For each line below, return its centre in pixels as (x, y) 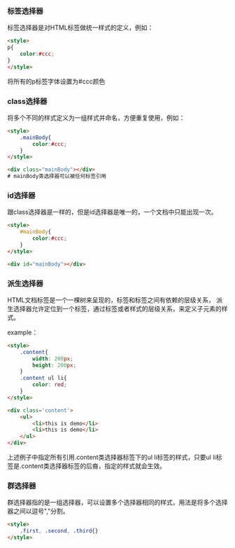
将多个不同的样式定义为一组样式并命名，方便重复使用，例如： (96, 118)
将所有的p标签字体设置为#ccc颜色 (56, 81)
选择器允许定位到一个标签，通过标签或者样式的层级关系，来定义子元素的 (117, 308)
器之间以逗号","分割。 (38, 511)
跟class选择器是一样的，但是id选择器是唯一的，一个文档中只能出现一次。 (112, 212)
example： (23, 332)
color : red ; (50, 385)
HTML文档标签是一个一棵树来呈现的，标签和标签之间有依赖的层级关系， (111, 300)
